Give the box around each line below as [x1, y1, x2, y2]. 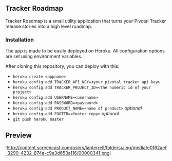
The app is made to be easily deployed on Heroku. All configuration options [5, 48, 165, 54]
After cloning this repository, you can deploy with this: [5, 63, 120, 69]
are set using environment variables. [5, 53, 83, 60]
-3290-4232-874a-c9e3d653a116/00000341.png [5, 150, 110, 156]
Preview [5, 131, 32, 139]
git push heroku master [12, 117, 64, 122]
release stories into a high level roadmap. [5, 23, 92, 29]
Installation [5, 36, 34, 43]
